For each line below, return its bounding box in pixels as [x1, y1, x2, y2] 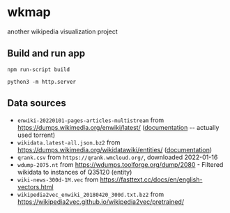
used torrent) [17, 131, 56, 139]
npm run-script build [7, 66, 70, 73]
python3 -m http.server [7, 78, 77, 85]
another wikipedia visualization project [7, 27, 118, 36]
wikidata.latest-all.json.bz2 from [17, 138, 121, 147]
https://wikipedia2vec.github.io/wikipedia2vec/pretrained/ [17, 197, 185, 206]
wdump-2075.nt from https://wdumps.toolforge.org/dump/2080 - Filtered [17, 160, 224, 168]
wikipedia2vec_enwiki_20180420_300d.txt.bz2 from [17, 190, 164, 198]
